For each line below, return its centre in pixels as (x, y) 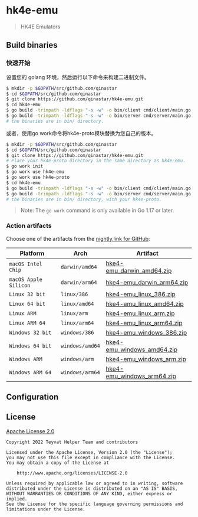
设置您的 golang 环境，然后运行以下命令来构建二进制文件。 (78, 77)
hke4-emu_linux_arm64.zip (144, 323)
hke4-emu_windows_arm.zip (146, 359)
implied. (17, 499)
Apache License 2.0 (30, 431)
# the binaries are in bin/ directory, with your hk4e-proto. (84, 199)
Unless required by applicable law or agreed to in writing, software (95, 483)
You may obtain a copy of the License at (58, 463)
